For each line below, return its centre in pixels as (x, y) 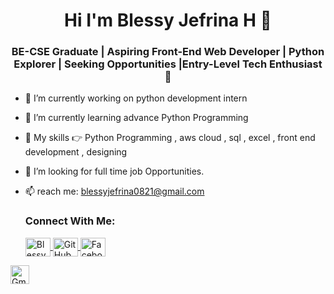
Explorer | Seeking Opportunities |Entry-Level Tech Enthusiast (168, 64)
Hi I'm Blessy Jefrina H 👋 (168, 20)
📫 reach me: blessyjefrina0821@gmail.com (114, 191)
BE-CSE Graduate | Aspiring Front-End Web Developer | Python (168, 52)
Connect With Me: (70, 221)
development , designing (76, 152)
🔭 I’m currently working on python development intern (136, 98)
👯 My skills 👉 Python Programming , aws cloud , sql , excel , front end (170, 138)
